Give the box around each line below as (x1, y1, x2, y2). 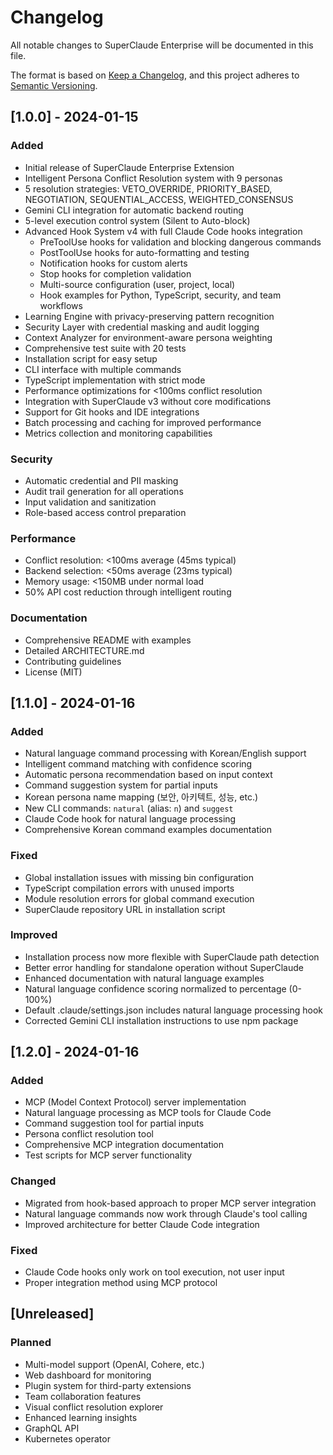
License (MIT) (24, 666, 83, 678)
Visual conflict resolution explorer (24, 1401, 164, 1413)
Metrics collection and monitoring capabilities (24, 427, 213, 439)
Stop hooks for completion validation (39, 267, 192, 280)
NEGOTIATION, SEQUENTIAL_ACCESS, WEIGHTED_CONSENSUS (24, 193, 294, 205)
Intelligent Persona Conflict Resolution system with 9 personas (24, 172, 283, 184)
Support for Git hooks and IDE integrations (24, 406, 200, 418)
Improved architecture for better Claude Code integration (24, 1218, 260, 1230)
